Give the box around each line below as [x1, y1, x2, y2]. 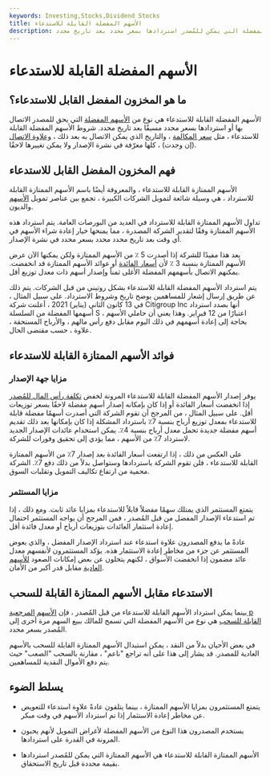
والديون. [9, 202, 34, 211]
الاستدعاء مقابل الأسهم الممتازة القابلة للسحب [9, 586, 213, 599]
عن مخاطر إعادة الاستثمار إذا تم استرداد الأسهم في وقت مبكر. [20, 710, 205, 720]
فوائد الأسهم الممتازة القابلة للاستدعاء [9, 349, 175, 362]
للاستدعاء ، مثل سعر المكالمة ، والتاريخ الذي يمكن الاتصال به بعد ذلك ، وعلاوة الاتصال [9, 132, 260, 141]
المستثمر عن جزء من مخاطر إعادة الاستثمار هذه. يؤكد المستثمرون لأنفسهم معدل [9, 545, 249, 555]
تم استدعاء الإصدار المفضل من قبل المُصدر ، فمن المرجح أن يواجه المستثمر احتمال [9, 513, 256, 523]
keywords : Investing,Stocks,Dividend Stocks [9, 11, 160, 20]
